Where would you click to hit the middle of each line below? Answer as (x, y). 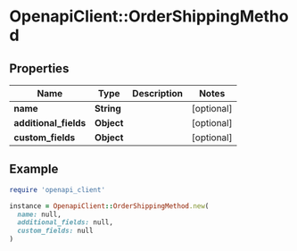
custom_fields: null (55, 231)
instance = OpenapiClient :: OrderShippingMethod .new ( (109, 206)
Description (158, 93)
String (108, 109)
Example (34, 169)
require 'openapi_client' (57, 189)
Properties (39, 68)
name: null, (40, 214)
